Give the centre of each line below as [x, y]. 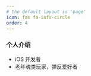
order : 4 [17, 23]
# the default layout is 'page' [46, 12]
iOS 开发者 [28, 59]
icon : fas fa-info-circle [38, 17]
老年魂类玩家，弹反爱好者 [46, 66]
